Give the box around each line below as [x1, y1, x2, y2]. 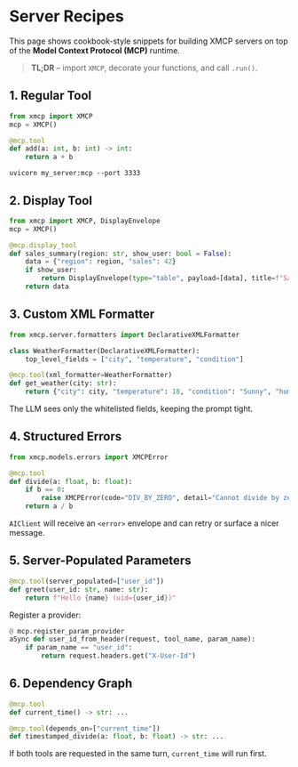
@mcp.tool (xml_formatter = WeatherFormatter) [9, 371, 173, 380]
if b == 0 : [25, 485, 66, 495]
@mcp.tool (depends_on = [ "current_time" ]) [9, 723, 161, 733]
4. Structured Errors [9, 429, 122, 444]
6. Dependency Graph [9, 676, 133, 691]
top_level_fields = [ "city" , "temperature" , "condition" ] [25, 354, 244, 364]
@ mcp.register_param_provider [9, 626, 125, 635]
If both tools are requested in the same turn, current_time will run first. [9, 748, 268, 759]
